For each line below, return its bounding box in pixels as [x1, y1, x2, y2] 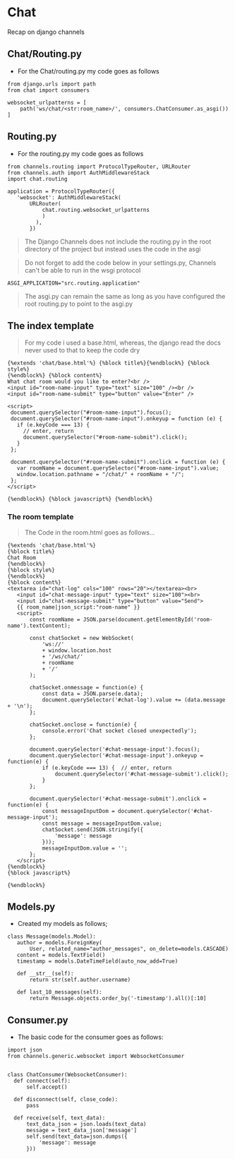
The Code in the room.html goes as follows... [24, 528, 155, 537]
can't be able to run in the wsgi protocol [24, 266, 141, 274]
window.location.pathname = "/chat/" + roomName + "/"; [16, 471, 185, 478]
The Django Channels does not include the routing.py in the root [24, 237, 212, 246]
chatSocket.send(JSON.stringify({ [42, 826, 143, 833]
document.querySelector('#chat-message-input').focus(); [29, 746, 200, 753]
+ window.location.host [42, 647, 112, 654]
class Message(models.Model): [7, 933, 97, 940]
